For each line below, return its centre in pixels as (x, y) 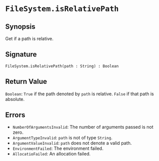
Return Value (26, 82)
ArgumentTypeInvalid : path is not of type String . (63, 138)
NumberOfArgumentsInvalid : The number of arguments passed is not (83, 127)
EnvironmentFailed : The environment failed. (58, 148)
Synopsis (20, 26)
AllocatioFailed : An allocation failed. (52, 154)
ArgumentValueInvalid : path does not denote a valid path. (72, 143)
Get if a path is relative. (29, 39)
